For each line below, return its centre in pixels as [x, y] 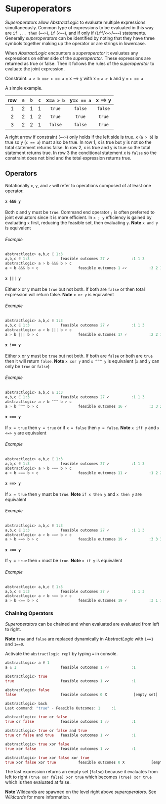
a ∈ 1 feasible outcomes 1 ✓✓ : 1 [70, 668]
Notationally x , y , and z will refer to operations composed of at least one [78, 185]
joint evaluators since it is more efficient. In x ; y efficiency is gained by [78, 217]
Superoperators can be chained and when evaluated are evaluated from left [82, 624]
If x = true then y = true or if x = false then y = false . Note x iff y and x [82, 428]
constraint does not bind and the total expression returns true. [68, 158]
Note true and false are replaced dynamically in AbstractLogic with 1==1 [79, 639]
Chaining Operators [29, 613]
